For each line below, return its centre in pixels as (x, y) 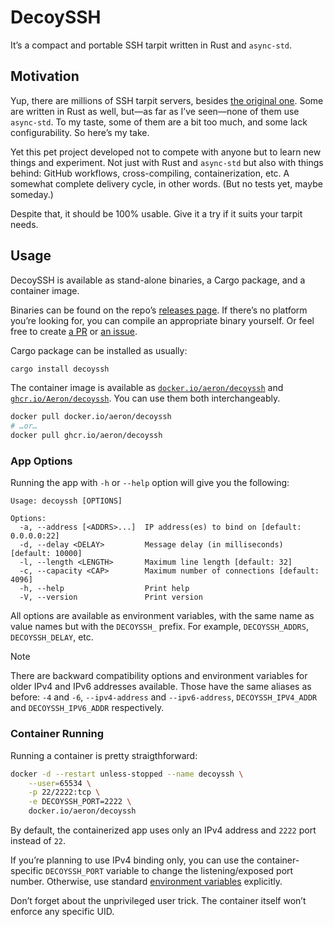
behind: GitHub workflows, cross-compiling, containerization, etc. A (150, 173)
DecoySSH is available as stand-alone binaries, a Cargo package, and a (158, 280)
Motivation (45, 76)
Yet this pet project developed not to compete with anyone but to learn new (166, 152)
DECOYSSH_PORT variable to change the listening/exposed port (169, 871)
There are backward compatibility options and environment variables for (159, 676)
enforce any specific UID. (62, 912)
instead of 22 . (38, 841)
